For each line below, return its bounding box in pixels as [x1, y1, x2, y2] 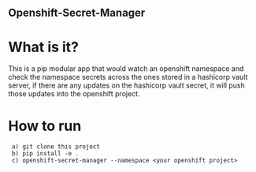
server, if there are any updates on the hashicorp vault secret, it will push [8, 80, 246, 90]
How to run [8, 117, 82, 135]
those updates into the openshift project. [8, 89, 140, 99]
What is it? [8, 38, 80, 56]
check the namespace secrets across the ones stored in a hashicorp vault [8, 73, 248, 82]
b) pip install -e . [11, 150, 80, 158]
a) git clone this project [11, 143, 101, 151]
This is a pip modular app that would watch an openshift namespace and [8, 64, 244, 73]
